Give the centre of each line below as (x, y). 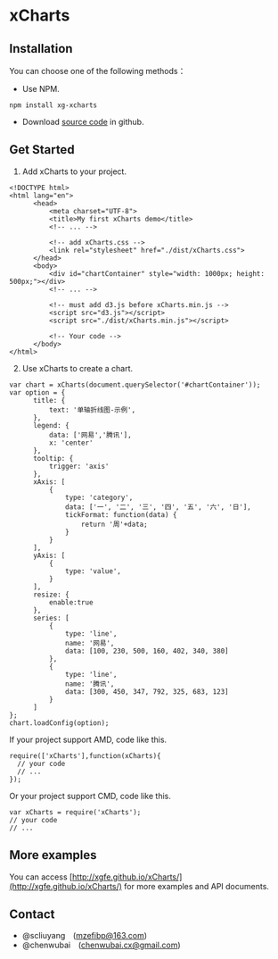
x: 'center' (71, 443)
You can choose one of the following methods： (98, 71)
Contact (32, 915)
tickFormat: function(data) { (121, 514)
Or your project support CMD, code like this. (90, 796)
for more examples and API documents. (197, 886)
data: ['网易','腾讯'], (90, 435)
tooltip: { (53, 458)
